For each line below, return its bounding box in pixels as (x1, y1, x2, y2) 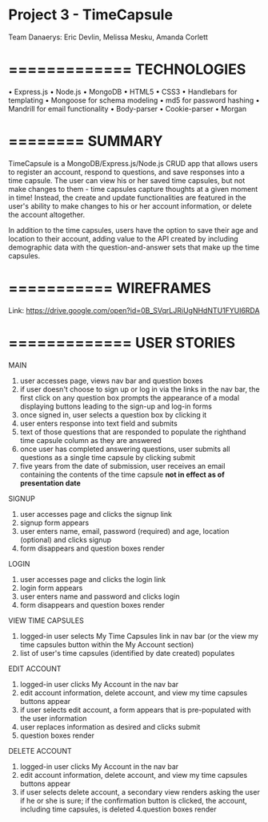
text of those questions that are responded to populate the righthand (19, 427, 246, 437)
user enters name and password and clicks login (19, 592, 180, 601)
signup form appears (19, 518, 90, 527)
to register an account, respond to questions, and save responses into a (8, 167, 246, 177)
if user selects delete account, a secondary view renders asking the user (19, 787, 260, 796)
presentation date (19, 478, 82, 487)
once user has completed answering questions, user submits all (19, 444, 230, 454)
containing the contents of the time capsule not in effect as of (19, 470, 226, 479)
